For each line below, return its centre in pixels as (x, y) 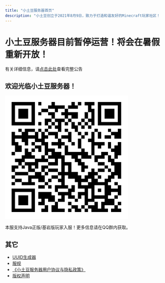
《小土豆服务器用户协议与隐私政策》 (49, 270)
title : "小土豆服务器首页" (30, 10)
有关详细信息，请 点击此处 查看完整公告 (44, 69)
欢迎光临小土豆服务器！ (41, 86)
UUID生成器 (24, 257)
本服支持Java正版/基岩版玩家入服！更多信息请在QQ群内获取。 (68, 227)
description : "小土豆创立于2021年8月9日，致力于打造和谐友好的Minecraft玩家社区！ (83, 16)
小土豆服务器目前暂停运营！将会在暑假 (83, 42)
